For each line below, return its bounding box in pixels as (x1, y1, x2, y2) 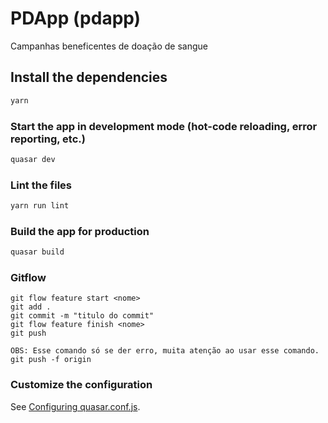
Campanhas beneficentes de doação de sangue (10, 40, 208, 52)
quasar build (10, 247, 65, 257)
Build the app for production (10, 224, 150, 238)
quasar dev (10, 154, 56, 164)
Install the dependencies (10, 69, 168, 86)
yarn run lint (10, 201, 70, 211)
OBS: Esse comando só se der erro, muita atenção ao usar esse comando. (10, 346, 320, 356)
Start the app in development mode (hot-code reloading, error (10, 119, 318, 133)
